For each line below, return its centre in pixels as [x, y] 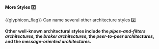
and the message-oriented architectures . [48, 42]
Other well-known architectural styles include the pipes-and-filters [75, 31]
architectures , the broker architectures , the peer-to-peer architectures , [80, 36]
